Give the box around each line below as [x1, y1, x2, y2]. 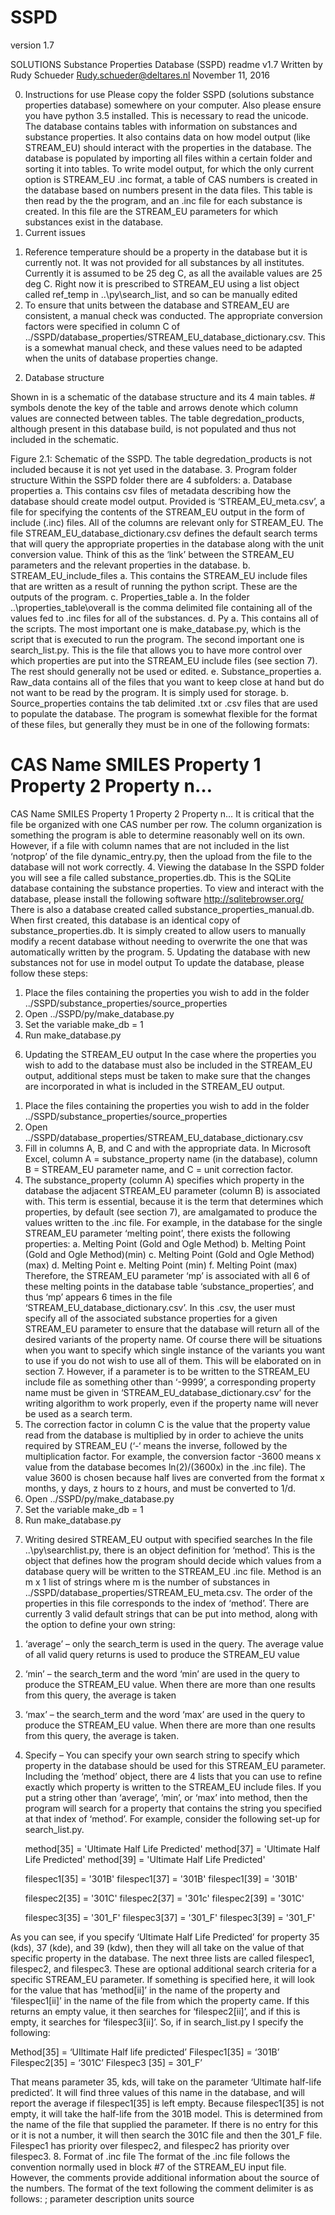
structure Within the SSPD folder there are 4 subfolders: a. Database [10, 474, 293, 486]
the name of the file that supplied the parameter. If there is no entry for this [10, 2118, 319, 2130]
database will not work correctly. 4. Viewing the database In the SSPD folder [10, 861, 325, 873]
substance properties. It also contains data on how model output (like [24, 131, 311, 143]
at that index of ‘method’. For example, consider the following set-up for [24, 1812, 321, 1825]
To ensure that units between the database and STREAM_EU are [24, 299, 290, 311]
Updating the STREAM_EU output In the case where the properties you [24, 1048, 317, 1060]
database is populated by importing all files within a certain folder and [24, 152, 313, 164]
